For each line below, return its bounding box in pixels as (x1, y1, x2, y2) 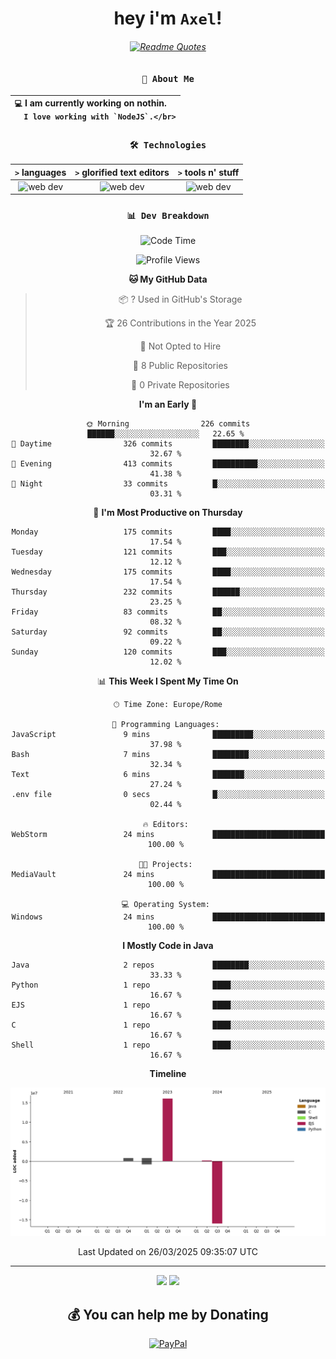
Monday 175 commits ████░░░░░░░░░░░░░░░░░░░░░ (11, 527, 325, 537)
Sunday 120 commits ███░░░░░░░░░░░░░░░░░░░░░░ (11, 647, 325, 657)
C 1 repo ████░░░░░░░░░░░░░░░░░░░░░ (11, 1020, 325, 1030)
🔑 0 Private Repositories (131, 378, 230, 391)
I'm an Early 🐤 (138, 398, 198, 410)
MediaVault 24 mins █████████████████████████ (11, 869, 325, 879)
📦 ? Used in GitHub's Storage (118, 293, 243, 305)
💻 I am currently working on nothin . (14, 97, 167, 109)
